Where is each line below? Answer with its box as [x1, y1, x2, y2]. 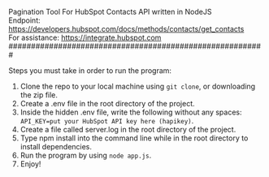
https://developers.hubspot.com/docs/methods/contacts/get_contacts [8, 24, 245, 33]
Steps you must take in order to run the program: [8, 66, 172, 76]
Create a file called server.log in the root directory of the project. [20, 125, 236, 134]
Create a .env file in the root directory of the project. [20, 99, 195, 108]
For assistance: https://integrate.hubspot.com [8, 32, 162, 42]
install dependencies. [20, 142, 92, 151]
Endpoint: [8, 15, 41, 25]
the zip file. [20, 90, 59, 100]
